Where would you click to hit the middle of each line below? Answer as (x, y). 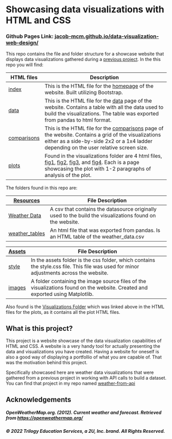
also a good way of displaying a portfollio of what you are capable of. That (84, 357)
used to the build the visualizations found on (103, 215)
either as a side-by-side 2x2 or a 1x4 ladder (99, 141)
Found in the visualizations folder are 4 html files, (103, 156)
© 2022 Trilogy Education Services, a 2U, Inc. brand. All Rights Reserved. (85, 431)
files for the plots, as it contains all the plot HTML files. (63, 312)
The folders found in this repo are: (42, 188)
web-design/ (22, 43)
